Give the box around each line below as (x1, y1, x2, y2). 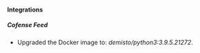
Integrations (7, 5, 43, 14)
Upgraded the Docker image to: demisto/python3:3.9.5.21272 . (17, 38, 193, 46)
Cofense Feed (7, 21, 48, 29)
